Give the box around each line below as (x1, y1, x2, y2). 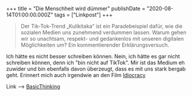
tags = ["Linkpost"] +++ (54, 11, 113, 18)
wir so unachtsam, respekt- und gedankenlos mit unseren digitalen (20, 35, 184, 42)
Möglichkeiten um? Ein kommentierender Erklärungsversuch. (20, 41, 169, 48)
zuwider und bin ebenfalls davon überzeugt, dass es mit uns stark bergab (6, 65, 186, 72)
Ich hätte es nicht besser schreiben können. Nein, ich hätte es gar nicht (6, 53, 180, 59)
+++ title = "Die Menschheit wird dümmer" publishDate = (6, 5, 146, 12)
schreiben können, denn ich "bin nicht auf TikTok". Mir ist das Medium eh (6, 59, 185, 66)
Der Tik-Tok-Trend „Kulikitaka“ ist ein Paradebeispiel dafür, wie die (20, 23, 183, 29)
